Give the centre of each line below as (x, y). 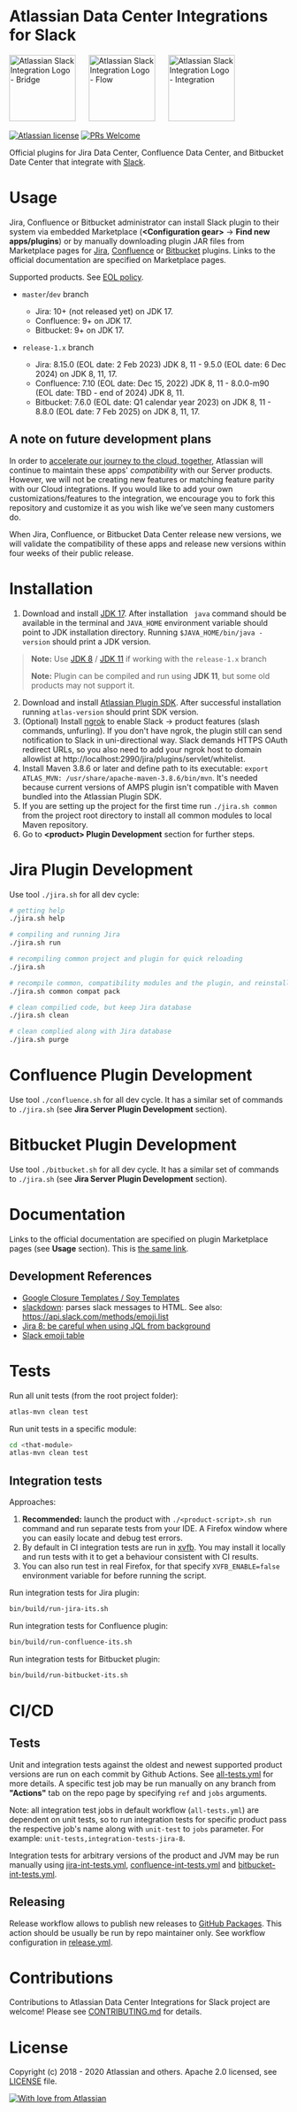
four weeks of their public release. (72, 553)
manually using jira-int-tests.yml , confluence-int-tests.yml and (123, 1864)
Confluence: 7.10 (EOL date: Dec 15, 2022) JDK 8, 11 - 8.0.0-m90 (152, 383)
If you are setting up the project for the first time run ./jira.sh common (149, 805)
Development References (80, 1276)
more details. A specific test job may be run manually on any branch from (143, 1783)
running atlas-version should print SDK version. (110, 712)
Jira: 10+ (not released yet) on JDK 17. (104, 311)
